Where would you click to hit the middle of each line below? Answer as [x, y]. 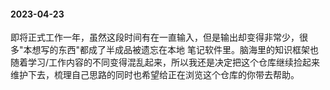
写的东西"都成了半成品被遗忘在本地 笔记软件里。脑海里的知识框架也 [179, 50]
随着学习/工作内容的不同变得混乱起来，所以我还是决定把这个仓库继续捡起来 [165, 62]
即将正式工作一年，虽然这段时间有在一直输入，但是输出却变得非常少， [155, 37]
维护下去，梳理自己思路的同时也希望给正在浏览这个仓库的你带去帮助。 [155, 75]
